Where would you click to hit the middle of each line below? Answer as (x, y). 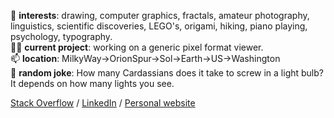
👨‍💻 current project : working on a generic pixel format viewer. (137, 47)
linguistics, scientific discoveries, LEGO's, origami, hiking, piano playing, (159, 26)
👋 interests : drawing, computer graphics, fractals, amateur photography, (160, 15)
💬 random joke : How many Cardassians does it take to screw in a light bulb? (167, 73)
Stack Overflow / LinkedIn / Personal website (103, 103)
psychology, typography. (61, 36)
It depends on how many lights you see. (92, 83)
